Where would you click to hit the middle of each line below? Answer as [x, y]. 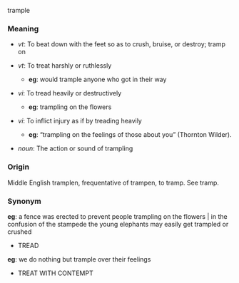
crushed [20, 232]
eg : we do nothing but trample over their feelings [79, 259]
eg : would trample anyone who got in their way [97, 79]
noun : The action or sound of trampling [75, 148]
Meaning [23, 29]
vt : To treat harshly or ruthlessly [65, 66]
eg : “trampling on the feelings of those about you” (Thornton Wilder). [130, 135]
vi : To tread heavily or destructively [70, 93]
